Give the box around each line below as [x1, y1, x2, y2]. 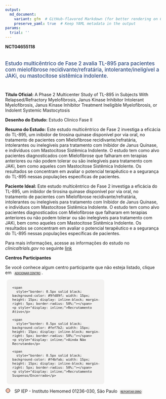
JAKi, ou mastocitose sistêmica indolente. [5, 72, 109, 79]
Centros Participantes [5, 255, 51, 261]
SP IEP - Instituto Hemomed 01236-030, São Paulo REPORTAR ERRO [14, 388, 142, 394]
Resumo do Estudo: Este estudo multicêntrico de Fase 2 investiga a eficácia [5, 126, 161, 132]
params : [5, 26, 21, 31]
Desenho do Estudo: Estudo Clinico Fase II [5, 117, 93, 122]
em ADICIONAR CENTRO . [5, 270, 43, 276]
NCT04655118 [5, 44, 36, 49]
